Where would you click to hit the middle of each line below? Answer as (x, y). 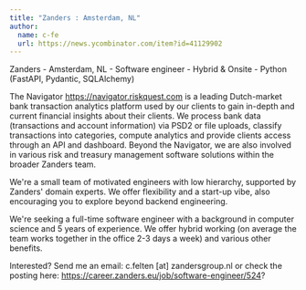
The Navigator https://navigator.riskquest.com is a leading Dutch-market (146, 97)
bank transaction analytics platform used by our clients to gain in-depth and (152, 107)
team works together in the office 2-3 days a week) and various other (140, 239)
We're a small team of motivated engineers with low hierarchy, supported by (153, 182)
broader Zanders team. (53, 164)
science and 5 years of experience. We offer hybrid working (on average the (153, 229)
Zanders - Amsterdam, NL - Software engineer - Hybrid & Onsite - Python (148, 69)
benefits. (26, 248)
